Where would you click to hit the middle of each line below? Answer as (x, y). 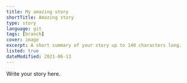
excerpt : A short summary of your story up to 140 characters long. (94, 46)
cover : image (23, 40)
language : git (24, 29)
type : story (21, 23)
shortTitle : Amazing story (40, 17)
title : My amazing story (37, 12)
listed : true (23, 51)
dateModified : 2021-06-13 (39, 57)
